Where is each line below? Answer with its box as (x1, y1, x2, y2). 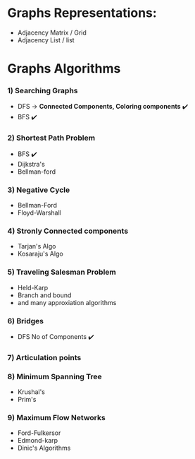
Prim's (17, 395, 37, 404)
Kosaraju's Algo (17, 249, 63, 258)
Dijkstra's (17, 160, 46, 168)
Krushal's (17, 388, 46, 396)
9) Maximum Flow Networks (7, 413, 106, 423)
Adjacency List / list (17, 35, 75, 44)
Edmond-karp (17, 436, 58, 445)
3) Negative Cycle (7, 185, 70, 195)
